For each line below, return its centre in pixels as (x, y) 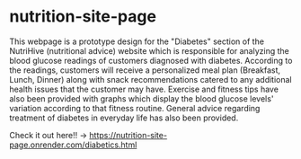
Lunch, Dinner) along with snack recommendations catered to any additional (150, 79)
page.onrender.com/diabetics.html (73, 145)
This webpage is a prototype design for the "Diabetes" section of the (137, 41)
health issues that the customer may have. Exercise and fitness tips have (144, 89)
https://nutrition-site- (128, 135)
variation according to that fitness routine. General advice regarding (135, 108)
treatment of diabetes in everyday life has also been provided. (124, 118)
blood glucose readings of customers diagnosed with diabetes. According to (151, 60)
